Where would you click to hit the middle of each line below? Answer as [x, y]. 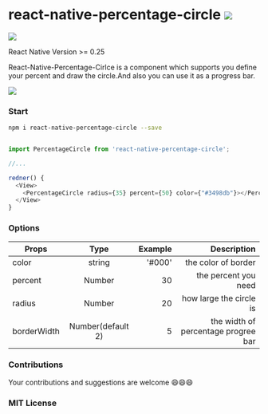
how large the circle [219, 298]
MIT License [33, 403]
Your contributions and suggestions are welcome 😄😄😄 [101, 382]
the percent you [226, 275]
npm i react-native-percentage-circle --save [85, 128]
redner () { [26, 178]
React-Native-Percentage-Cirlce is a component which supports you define [133, 67]
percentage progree [218, 331]
